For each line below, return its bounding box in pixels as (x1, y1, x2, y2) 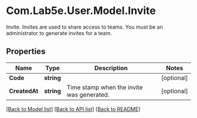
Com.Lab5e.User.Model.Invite (6, 4, 157, 18)
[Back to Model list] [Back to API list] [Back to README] (6, 105, 141, 112)
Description (94, 64, 128, 72)
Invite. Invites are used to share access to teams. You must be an (6, 23, 163, 30)
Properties (6, 47, 46, 57)
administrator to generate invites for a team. (6, 29, 113, 36)
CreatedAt (9, 86, 39, 95)
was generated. (66, 91, 110, 99)
